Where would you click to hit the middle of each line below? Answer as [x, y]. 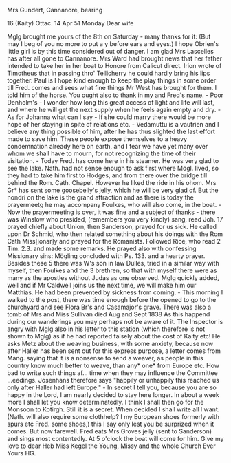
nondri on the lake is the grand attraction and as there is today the [101, 197]
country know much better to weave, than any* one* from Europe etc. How [113, 365]
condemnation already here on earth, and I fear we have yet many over [108, 146]
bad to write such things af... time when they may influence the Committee [112, 373]
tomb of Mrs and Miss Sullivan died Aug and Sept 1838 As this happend [109, 314]
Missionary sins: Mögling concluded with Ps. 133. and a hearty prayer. [106, 256]
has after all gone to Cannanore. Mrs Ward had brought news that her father [114, 58]
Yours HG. [22, 453]
